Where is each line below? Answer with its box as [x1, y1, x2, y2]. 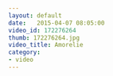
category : [8, 48, 41, 56]
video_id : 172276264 [8, 26, 77, 34]
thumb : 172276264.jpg [8, 33, 80, 42]
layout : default [8, 11, 62, 20]
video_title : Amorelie [8, 41, 84, 49]
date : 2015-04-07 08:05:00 [8, 19, 105, 27]
